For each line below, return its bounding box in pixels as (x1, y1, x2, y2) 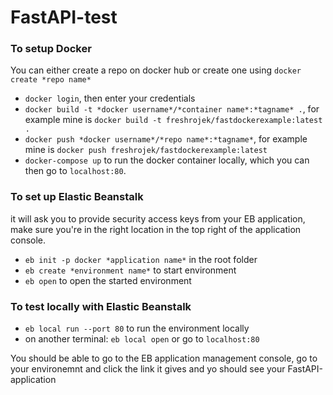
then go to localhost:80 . (24, 165, 127, 177)
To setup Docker (10, 42, 92, 56)
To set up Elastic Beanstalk (10, 190, 144, 204)
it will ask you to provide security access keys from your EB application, (10, 212, 306, 225)
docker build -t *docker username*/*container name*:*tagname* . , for (24, 103, 320, 115)
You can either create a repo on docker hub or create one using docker (10, 64, 302, 76)
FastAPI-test (10, 6, 118, 29)
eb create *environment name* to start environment (24, 264, 237, 276)
